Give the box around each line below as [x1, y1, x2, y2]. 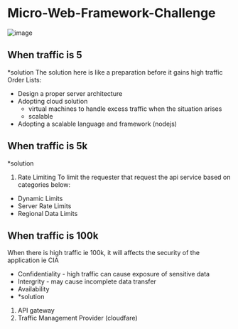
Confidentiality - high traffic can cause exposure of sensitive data [17, 270, 210, 279]
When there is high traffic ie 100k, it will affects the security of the [7, 249, 200, 257]
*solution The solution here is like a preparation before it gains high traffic [7, 68, 223, 76]
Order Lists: [7, 75, 42, 84]
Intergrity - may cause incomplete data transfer [17, 277, 156, 286]
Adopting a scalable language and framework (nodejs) [17, 119, 178, 128]
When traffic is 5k [7, 140, 88, 152]
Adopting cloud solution [17, 97, 88, 105]
